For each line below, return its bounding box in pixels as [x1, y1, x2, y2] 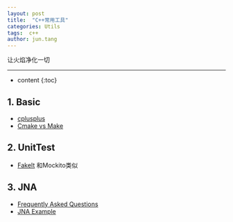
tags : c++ [7, 29, 39, 37]
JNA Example [17, 207, 57, 215]
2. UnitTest [7, 142, 55, 154]
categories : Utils [7, 23, 60, 30]
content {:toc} [17, 76, 58, 84]
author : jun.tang [7, 36, 58, 43]
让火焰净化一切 [7, 56, 50, 64]
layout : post [7, 10, 45, 17]
